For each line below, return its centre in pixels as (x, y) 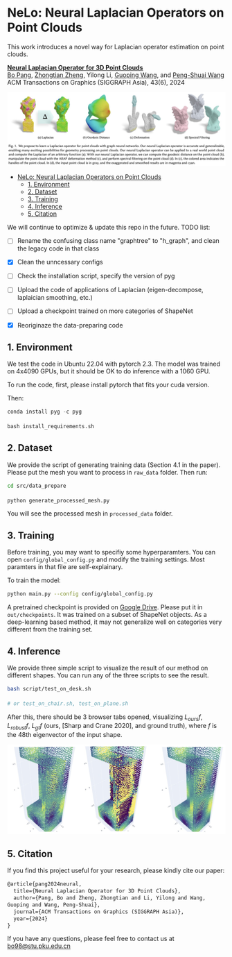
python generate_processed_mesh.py (59, 500)
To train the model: (34, 580)
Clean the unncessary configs (60, 262)
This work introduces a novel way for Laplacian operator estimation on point (116, 46)
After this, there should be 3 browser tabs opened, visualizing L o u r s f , (105, 718)
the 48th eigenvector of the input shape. (65, 735)
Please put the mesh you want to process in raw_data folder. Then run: (107, 472)
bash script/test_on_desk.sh (49, 688)
